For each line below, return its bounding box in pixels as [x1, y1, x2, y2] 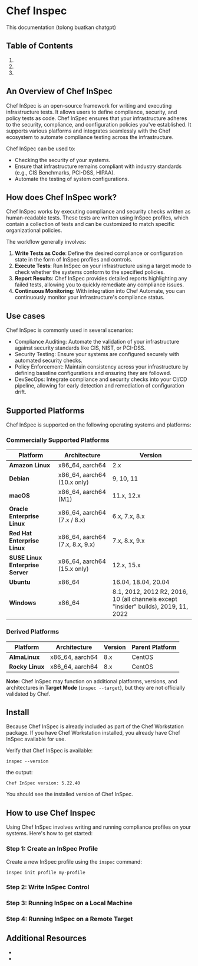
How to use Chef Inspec [6, 807, 96, 818]
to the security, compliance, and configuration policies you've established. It [6, 121, 192, 128]
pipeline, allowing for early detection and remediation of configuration [14, 382, 184, 389]
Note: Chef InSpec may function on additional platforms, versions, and [6, 677, 178, 684]
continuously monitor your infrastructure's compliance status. [14, 294, 165, 301]
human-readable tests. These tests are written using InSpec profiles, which [6, 214, 189, 221]
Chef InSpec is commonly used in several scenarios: [6, 327, 134, 334]
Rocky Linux [9, 663, 45, 671]
